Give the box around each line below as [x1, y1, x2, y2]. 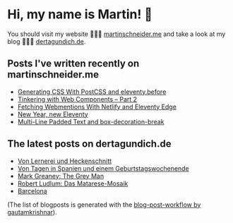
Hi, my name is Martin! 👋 [7, 6, 153, 23]
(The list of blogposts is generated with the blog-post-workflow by [7, 200, 201, 209]
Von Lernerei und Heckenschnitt [17, 157, 112, 165]
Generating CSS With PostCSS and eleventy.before [17, 88, 167, 96]
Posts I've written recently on [7, 58, 140, 70]
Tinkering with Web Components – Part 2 [17, 95, 138, 103]
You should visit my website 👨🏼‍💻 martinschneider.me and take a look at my [7, 30, 226, 38]
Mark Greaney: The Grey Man [17, 171, 104, 180]
